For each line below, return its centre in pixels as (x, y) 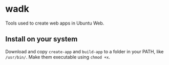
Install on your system (41, 39)
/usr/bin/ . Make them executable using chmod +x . (58, 57)
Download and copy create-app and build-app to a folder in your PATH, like (84, 51)
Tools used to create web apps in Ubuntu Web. (55, 23)
